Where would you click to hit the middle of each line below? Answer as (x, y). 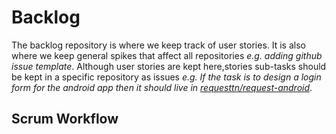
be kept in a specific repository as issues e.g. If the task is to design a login (166, 77)
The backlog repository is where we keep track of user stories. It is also (158, 45)
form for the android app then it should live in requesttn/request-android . (162, 87)
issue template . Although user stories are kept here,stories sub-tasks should (169, 66)
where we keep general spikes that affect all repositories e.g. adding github (167, 55)
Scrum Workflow (65, 119)
